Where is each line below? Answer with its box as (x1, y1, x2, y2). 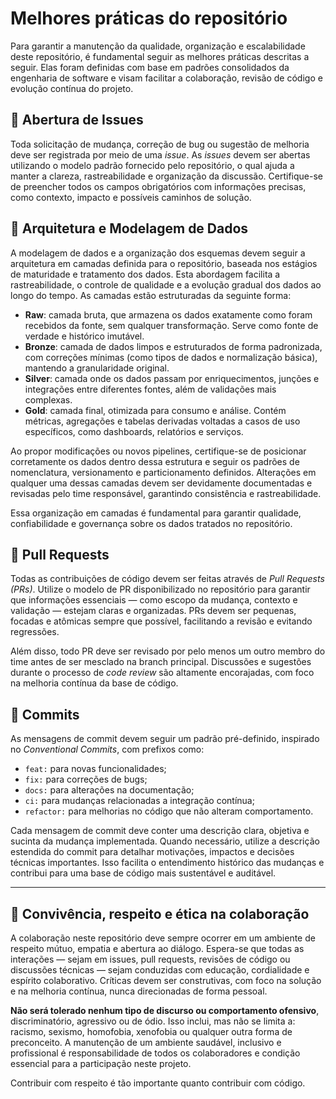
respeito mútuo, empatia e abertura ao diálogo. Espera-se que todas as (10, 943, 305, 954)
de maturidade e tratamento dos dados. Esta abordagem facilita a (10, 268, 281, 280)
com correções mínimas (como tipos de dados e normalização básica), (24, 351, 318, 363)
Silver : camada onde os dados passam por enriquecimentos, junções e (24, 372, 320, 384)
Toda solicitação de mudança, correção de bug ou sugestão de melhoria (10, 138, 310, 150)
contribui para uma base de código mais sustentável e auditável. (10, 867, 277, 879)
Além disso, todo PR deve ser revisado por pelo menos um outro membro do (10, 645, 326, 657)
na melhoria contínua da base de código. (10, 677, 179, 689)
